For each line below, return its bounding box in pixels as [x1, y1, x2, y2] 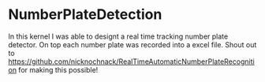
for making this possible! [18, 65, 99, 74]
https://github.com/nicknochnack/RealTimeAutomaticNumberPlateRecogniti [8, 57, 255, 66]
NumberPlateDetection [8, 6, 162, 24]
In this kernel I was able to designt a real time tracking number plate [8, 32, 229, 41]
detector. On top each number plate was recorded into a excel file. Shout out [8, 39, 257, 49]
